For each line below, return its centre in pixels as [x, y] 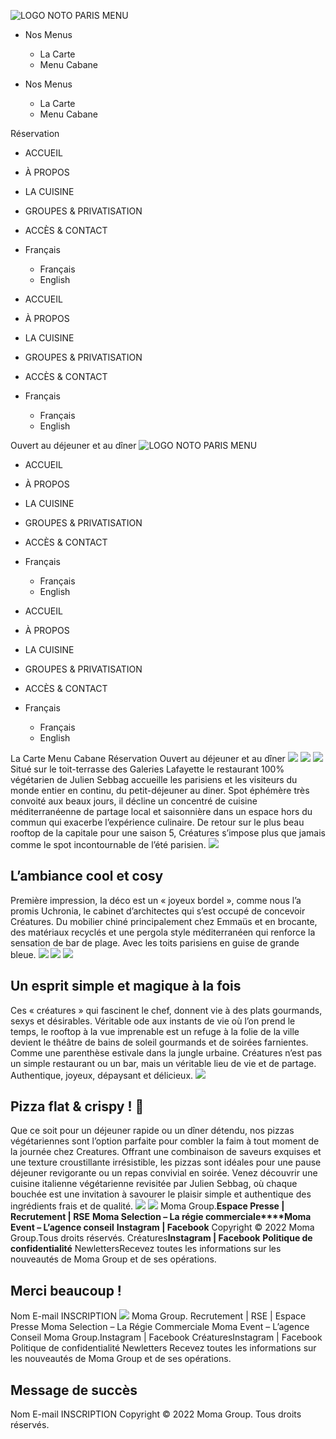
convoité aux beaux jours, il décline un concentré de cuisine [134, 801]
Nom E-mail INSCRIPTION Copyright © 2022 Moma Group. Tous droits [156, 1414]
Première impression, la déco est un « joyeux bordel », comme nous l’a [156, 900]
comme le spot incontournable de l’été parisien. [108, 844]
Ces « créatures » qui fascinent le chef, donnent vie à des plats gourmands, [166, 1010]
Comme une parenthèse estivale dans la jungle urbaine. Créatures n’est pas [166, 1052]
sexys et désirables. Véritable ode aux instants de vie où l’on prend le [153, 1021]
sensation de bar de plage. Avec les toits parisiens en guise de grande [155, 942]
